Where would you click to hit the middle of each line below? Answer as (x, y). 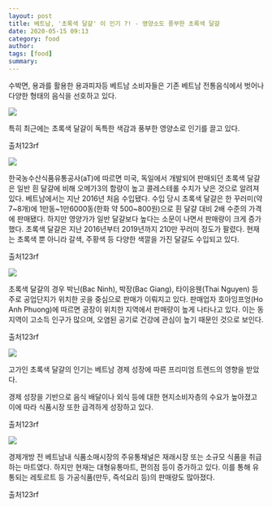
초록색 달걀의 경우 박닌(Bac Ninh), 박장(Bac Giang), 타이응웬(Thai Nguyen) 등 (134, 289)
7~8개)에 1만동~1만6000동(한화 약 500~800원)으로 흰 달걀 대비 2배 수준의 (128, 208)
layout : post (30, 16)
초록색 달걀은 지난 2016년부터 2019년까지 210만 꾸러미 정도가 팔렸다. (135, 229)
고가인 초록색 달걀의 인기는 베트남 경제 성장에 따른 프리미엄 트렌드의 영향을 (127, 369)
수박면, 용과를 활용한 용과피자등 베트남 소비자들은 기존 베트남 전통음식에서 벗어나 (136, 85)
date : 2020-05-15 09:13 (49, 31)
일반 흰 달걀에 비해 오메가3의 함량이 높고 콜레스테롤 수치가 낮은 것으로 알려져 (138, 188)
